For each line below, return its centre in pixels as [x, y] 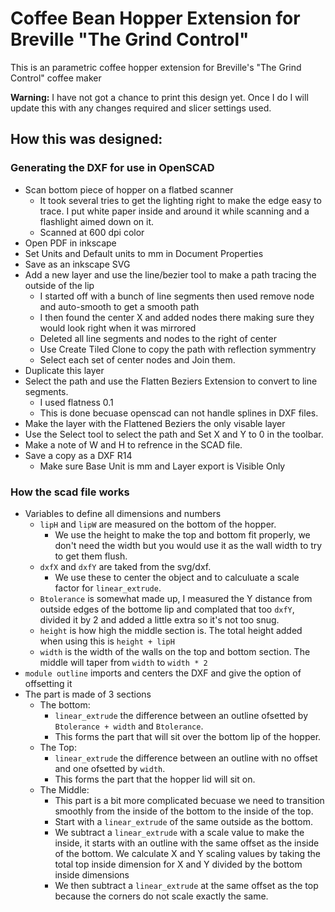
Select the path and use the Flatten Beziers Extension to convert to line [171, 381]
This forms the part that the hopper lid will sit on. [155, 779]
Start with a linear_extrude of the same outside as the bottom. [183, 821]
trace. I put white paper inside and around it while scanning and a [174, 211]
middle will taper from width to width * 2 [123, 662]
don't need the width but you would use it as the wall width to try [188, 545]
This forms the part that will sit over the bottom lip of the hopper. [188, 736]
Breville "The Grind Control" [130, 39]
